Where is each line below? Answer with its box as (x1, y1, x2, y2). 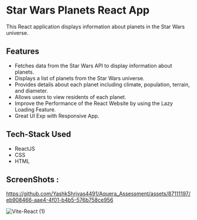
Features (6, 47, 39, 57)
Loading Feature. (14, 106, 56, 113)
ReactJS (14, 145, 35, 152)
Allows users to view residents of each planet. (14, 93, 126, 100)
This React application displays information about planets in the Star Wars (6, 23, 185, 30)
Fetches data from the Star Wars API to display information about (14, 62, 172, 69)
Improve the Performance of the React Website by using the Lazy (14, 100, 173, 107)
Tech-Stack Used (6, 129, 72, 139)
